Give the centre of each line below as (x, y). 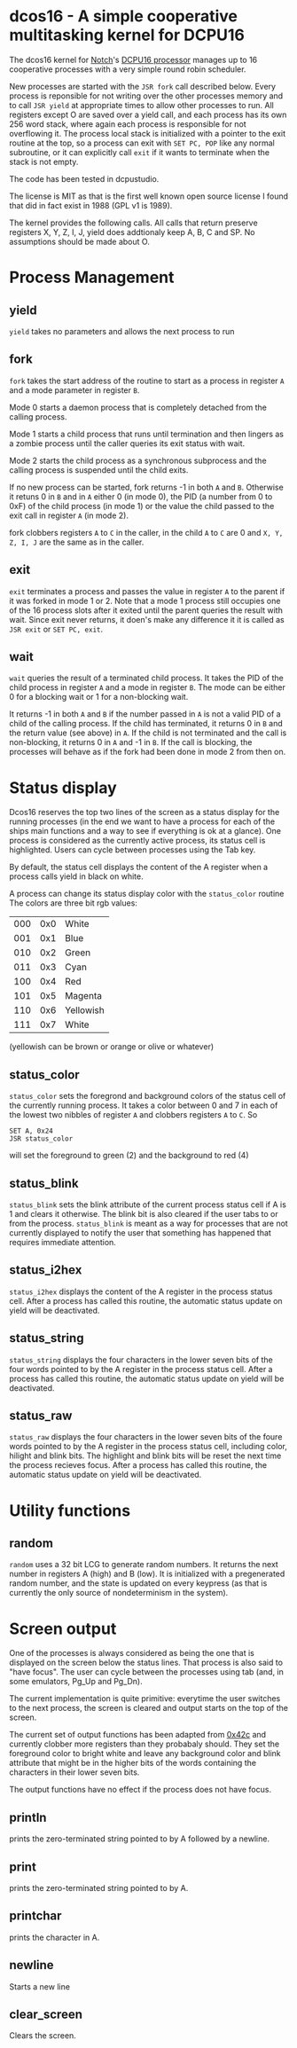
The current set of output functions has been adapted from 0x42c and (138, 1735)
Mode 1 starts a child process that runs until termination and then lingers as (146, 434)
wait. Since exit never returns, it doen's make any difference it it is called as (147, 619)
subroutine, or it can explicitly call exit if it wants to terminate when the (140, 152)
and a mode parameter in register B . (74, 390)
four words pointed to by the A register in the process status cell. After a (141, 1369)
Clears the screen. (43, 2036)
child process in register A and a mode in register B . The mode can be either (147, 687)
